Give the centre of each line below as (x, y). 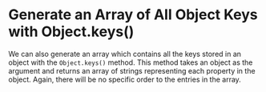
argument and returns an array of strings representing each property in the (132, 70)
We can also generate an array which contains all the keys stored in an (125, 54)
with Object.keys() (71, 32)
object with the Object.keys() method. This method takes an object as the (131, 62)
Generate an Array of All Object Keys (133, 15)
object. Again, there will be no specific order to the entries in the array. (125, 79)
